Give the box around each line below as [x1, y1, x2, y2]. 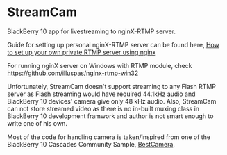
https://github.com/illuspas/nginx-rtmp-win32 [7, 69, 139, 77]
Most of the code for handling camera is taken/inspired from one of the [7, 133, 210, 141]
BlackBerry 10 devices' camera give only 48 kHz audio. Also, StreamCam [7, 97, 217, 105]
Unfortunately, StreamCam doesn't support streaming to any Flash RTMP [7, 82, 217, 90]
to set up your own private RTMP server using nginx [7, 48, 156, 56]
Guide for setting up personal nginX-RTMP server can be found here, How [7, 40, 220, 49]
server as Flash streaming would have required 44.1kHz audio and [7, 90, 196, 98]
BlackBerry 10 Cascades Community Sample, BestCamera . [7, 140, 176, 148]
